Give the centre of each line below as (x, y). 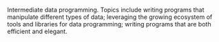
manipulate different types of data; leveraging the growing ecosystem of (110, 17)
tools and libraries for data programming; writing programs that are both (109, 24)
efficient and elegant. (37, 31)
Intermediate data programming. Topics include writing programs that (106, 10)
